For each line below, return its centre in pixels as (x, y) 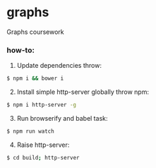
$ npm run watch (30, 131)
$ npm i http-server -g (42, 105)
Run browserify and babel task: (62, 118)
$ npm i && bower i (35, 78)
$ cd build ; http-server (43, 157)
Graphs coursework (35, 32)
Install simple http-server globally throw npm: (83, 92)
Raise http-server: (43, 145)
